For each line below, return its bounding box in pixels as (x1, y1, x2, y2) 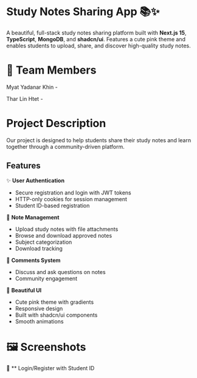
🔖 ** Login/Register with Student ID (6, 364, 95, 371)
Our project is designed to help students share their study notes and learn (6, 136, 192, 143)
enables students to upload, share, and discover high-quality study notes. (6, 42, 192, 49)
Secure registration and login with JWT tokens (15, 189, 132, 196)
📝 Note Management (6, 213, 60, 221)
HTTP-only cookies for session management (15, 195, 128, 202)
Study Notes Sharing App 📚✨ (6, 5, 160, 19)
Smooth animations (15, 317, 64, 325)
